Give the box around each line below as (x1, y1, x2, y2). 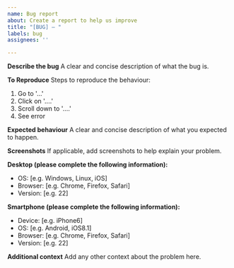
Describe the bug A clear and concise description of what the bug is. (7, 62, 209, 71)
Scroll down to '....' (17, 104, 72, 113)
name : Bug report (7, 10, 59, 18)
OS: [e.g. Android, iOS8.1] (17, 224, 92, 233)
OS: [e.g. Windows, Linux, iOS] (17, 174, 107, 183)
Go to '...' (17, 90, 44, 98)
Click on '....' (17, 97, 54, 106)
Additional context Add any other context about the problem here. (7, 252, 201, 261)
